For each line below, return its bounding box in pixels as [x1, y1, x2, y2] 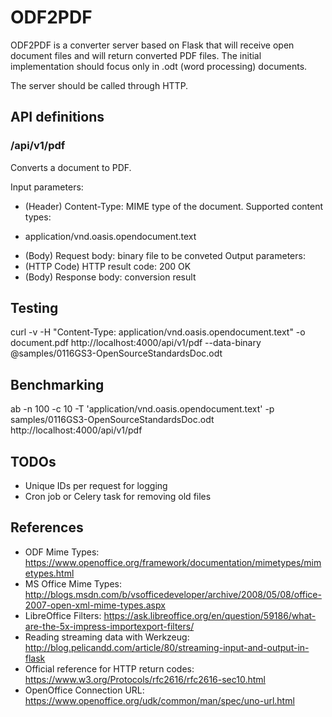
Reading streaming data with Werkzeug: [24, 631, 190, 643]
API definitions [10, 109, 105, 126]
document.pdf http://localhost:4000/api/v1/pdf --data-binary [10, 337, 262, 349]
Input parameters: [10, 181, 84, 193]
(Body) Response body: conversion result [24, 271, 197, 283]
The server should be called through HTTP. [10, 79, 189, 91]
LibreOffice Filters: [24, 609, 102, 621]
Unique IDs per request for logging [24, 480, 168, 492]
